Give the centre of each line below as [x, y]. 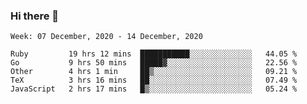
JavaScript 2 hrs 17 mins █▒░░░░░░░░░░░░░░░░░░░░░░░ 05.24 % [154, 89]
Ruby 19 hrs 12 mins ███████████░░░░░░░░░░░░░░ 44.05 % [154, 54]
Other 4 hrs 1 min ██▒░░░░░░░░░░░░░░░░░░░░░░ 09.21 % [154, 72]
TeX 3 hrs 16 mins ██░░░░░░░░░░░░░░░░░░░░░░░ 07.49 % [154, 80]
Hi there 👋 [35, 16]
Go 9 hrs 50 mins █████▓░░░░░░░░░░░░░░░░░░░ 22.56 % [154, 63]
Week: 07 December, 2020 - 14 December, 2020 [106, 37]
